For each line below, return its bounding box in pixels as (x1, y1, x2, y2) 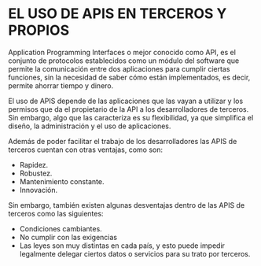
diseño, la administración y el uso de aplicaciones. (8, 121, 171, 131)
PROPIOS (8, 21, 70, 39)
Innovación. (19, 185, 57, 194)
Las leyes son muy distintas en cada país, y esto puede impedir (19, 241, 226, 250)
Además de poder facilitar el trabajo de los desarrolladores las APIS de (8, 136, 237, 146)
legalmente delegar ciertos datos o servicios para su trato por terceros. (19, 249, 251, 258)
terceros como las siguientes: (8, 209, 104, 218)
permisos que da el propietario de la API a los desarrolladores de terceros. (8, 104, 249, 114)
